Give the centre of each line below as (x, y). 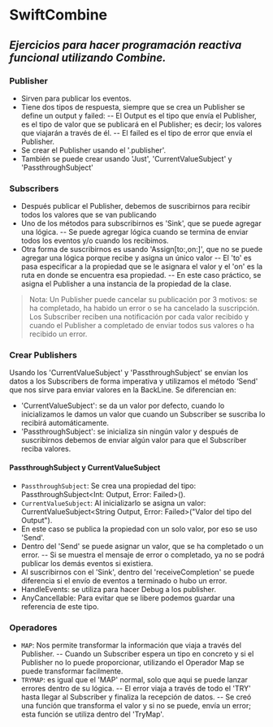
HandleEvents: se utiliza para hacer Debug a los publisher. (118, 589)
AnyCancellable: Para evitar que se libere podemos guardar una (128, 598)
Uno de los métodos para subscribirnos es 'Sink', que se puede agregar (141, 223)
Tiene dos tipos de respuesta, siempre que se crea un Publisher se (133, 106)
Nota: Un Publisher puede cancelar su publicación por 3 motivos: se (143, 300)
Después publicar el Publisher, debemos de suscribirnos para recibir (136, 206)
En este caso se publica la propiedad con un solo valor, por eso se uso (139, 529)
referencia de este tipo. (60, 606)
